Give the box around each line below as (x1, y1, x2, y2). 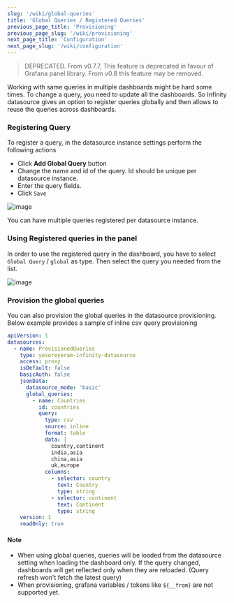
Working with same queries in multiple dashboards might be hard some (7, 83, 212, 91)
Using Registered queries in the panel (7, 233, 138, 243)
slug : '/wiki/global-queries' (7, 10, 96, 17)
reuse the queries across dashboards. (7, 106, 117, 113)
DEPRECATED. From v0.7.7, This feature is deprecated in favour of (24, 62, 214, 70)
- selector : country (51, 475, 111, 482)
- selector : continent (51, 494, 117, 502)
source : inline (44, 423, 89, 430)
